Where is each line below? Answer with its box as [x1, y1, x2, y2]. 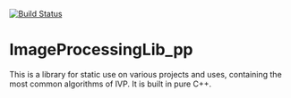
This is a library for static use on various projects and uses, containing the [9, 69, 282, 79]
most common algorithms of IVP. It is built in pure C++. [9, 78, 212, 89]
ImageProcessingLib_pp [9, 40, 193, 60]
